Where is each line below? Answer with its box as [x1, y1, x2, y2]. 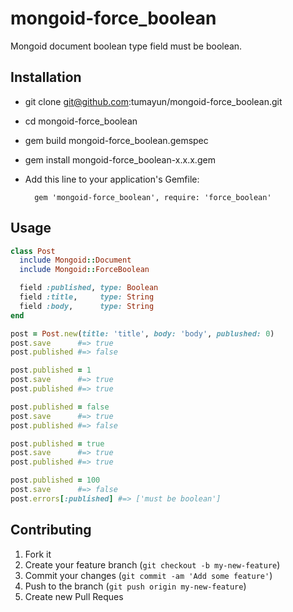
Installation [10, 69, 82, 86]
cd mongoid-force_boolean [24, 115, 138, 127]
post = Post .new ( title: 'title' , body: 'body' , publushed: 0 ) [10, 328, 275, 339]
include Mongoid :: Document [19, 255, 132, 266]
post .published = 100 [10, 475, 101, 486]
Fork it [24, 548, 52, 560]
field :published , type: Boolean [19, 283, 159, 293]
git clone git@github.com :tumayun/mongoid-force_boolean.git [24, 95, 283, 107]
